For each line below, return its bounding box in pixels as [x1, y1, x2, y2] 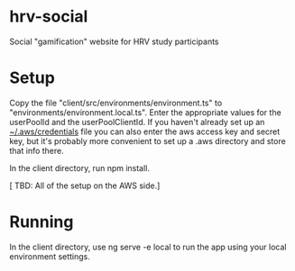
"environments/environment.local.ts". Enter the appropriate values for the [9, 106, 281, 118]
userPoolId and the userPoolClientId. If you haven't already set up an [9, 116, 265, 127]
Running [9, 212, 74, 232]
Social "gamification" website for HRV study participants [9, 36, 219, 47]
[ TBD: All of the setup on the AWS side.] [9, 180, 161, 191]
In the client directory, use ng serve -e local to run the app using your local [9, 241, 287, 252]
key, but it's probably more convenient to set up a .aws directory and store [9, 135, 286, 146]
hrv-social [9, 6, 88, 27]
